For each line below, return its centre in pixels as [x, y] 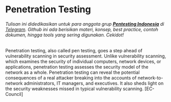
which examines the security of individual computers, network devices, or [83, 62]
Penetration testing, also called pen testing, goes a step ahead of [74, 51]
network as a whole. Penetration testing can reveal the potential [72, 72]
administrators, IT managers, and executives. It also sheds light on [94, 84]
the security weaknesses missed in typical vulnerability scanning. [74, 89]
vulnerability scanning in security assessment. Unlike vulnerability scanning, [86, 56]
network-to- [150, 78]
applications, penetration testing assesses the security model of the [77, 67]
